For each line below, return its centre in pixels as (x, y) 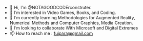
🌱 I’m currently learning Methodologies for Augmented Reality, (72, 18)
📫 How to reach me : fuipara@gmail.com (51, 33)
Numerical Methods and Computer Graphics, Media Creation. (71, 23)
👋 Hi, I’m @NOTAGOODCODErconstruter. (51, 7)
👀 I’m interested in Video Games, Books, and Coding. (63, 13)
